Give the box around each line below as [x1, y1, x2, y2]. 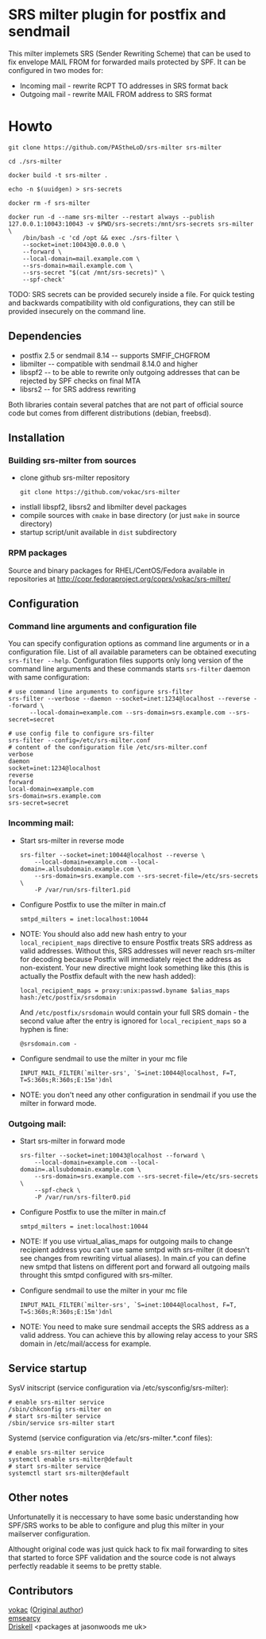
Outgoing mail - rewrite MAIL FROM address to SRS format [19, 89, 212, 99]
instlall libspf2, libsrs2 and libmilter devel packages [19, 502, 187, 512]
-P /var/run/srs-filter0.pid [34, 1193, 131, 1201]
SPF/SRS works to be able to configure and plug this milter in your [8, 1520, 225, 1530]
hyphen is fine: [19, 1024, 69, 1034]
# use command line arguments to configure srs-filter [8, 688, 194, 696]
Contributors [8, 1583, 74, 1598]
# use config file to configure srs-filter [8, 729, 155, 738]
